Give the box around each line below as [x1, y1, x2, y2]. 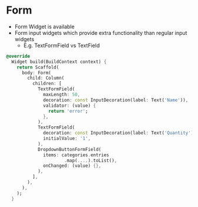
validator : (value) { [43, 103, 96, 109]
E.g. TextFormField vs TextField [23, 42, 100, 49]
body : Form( [21, 70, 51, 75]
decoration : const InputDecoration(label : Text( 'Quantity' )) [43, 130, 196, 136]
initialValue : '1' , [43, 136, 91, 142]
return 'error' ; [48, 108, 88, 114]
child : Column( [27, 75, 65, 81]
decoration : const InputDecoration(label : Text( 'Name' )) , [43, 97, 189, 103]
